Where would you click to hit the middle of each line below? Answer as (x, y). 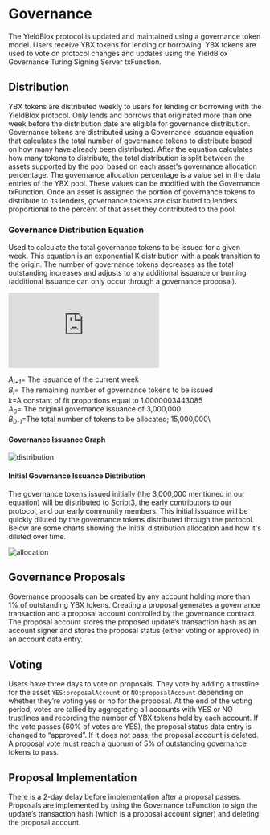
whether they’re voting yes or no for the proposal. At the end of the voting (131, 701)
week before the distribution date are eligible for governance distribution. (129, 123)
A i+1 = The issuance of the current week (74, 380)
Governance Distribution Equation (76, 230)
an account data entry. (46, 639)
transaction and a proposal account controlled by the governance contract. (133, 614)
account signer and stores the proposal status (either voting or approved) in (134, 631)
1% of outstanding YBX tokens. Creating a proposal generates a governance (135, 605)
